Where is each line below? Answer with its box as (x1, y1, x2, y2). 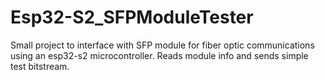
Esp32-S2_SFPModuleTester (10, 6, 254, 29)
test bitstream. (10, 60, 70, 72)
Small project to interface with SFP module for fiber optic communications (10, 39, 315, 51)
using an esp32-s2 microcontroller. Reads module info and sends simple (10, 49, 309, 61)
